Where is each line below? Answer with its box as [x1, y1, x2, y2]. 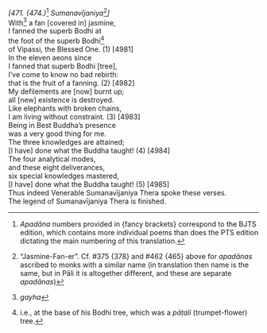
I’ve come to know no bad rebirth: [8, 69, 119, 79]
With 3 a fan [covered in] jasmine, [8, 16, 117, 27]
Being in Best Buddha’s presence [8, 120, 117, 130]
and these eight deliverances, [8, 162, 106, 172]
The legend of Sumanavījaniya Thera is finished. [8, 196, 167, 206]
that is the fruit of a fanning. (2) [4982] [8, 78, 135, 87]
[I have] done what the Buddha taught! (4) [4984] [8, 145, 171, 155]
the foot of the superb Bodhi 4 [8, 35, 105, 45]
